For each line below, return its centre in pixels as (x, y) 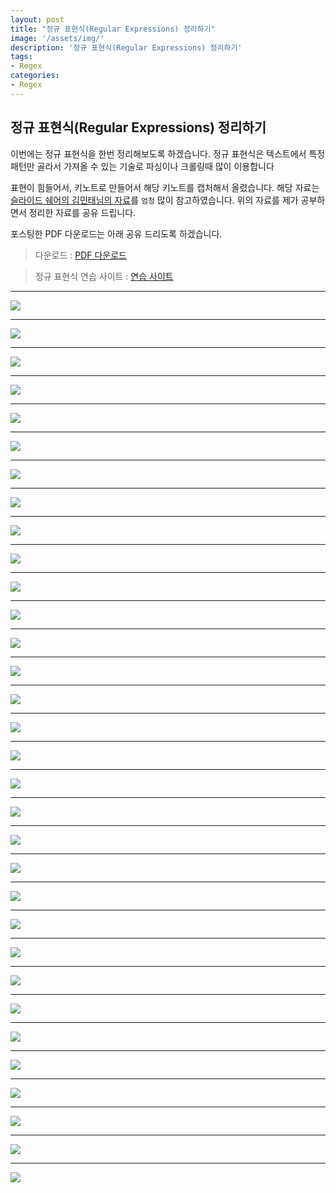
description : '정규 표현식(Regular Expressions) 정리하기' (126, 47)
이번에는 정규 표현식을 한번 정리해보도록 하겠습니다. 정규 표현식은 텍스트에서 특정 (168, 153)
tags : (21, 57)
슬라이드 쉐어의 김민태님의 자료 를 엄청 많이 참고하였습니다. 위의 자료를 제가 (154, 200)
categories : (35, 76)
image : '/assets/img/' (57, 38)
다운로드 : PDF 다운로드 (81, 255)
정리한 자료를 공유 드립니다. (82, 212)
